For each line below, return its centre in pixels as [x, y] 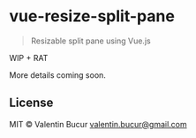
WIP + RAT [29, 57]
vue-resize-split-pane [92, 16]
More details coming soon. [57, 75]
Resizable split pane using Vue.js [91, 41]
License [31, 103]
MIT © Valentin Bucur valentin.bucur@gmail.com [98, 124]
